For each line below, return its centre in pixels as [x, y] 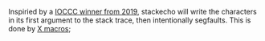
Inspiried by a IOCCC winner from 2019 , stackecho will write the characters [132, 12]
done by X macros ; [40, 29]
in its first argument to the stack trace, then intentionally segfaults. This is [130, 20]
